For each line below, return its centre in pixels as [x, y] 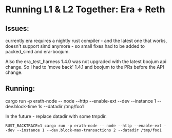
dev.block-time [21, 106]
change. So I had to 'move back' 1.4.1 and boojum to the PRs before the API [85, 67]
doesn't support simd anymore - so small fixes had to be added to [75, 46]
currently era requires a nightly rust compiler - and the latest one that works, [86, 41]
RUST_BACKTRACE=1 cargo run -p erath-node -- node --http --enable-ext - [86, 126]
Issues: [17, 28]
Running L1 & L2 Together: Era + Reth [85, 9]
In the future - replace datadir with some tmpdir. [56, 116]
